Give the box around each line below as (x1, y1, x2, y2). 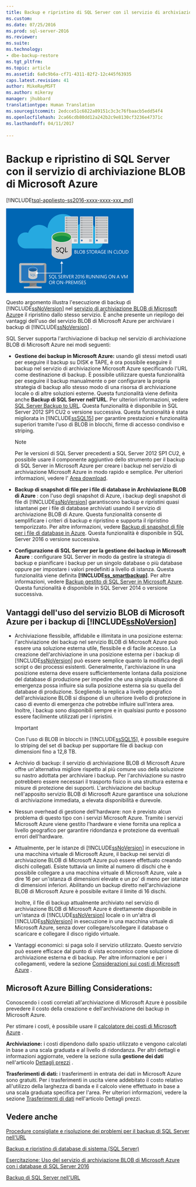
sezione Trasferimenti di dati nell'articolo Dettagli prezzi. (6, 1095, 142, 1102)
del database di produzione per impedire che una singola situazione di (14, 676, 184, 683)
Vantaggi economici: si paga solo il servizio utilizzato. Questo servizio (14, 942, 183, 948)
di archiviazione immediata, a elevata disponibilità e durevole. (14, 797, 162, 804)
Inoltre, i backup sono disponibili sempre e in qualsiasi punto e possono (14, 707, 187, 714)
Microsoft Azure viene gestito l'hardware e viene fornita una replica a (14, 821, 181, 827)
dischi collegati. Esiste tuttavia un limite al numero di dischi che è (14, 863, 171, 870)
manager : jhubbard (6, 96, 51, 102)
